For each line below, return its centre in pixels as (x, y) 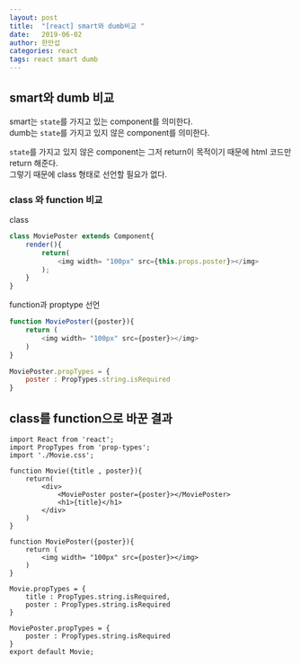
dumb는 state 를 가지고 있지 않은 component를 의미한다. (110, 132)
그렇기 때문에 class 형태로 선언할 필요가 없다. (89, 174)
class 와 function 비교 (56, 199)
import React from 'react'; (62, 440)
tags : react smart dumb (54, 59)
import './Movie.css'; (52, 456)
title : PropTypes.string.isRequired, (98, 597)
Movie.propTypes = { (48, 590)
